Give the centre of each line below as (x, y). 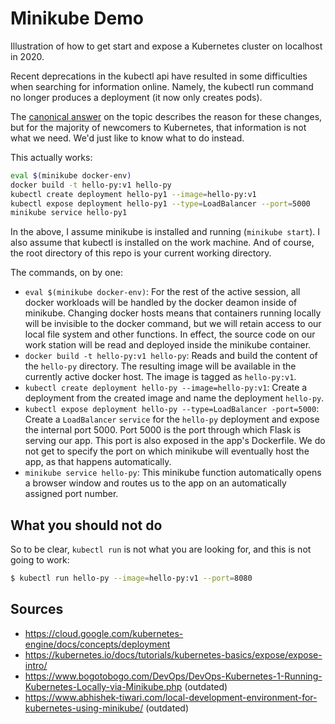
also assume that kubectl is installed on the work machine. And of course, (162, 243)
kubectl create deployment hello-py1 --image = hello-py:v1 (133, 194)
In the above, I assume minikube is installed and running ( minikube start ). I (165, 232)
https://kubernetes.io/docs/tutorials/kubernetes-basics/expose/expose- (173, 654)
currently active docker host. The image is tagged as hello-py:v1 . (160, 377)
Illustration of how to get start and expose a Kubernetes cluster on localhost (166, 46)
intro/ (36, 665)
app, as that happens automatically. (98, 462)
